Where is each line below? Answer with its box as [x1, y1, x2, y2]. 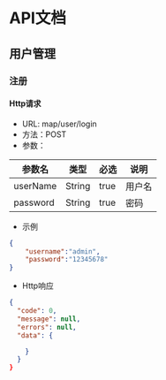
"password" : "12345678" [25, 255, 109, 264]
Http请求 [9, 98, 41, 109]
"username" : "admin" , [25, 247, 101, 256]
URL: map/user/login [21, 118, 97, 129]
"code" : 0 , [17, 307, 57, 315]
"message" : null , [17, 315, 81, 323]
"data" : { [17, 331, 53, 340]
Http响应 [21, 280, 55, 292]
